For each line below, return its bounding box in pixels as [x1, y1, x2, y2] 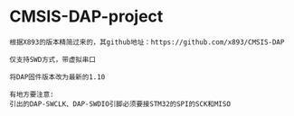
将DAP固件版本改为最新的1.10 [9, 72, 106, 82]
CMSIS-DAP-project [9, 6, 164, 27]
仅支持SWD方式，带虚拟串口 [9, 55, 97, 64]
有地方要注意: [9, 90, 54, 99]
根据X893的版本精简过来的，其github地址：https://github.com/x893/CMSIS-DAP [9, 38, 285, 47]
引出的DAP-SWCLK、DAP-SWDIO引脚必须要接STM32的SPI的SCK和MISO [9, 99, 231, 109]
